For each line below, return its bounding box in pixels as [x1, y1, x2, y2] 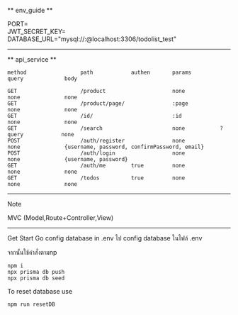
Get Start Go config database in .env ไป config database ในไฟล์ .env [7, 234, 203, 242]
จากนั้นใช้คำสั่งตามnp [7, 248, 57, 256]
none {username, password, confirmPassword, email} [7, 143, 204, 150]
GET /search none [7, 125, 186, 132]
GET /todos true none [7, 175, 186, 182]
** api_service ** [7, 55, 57, 63]
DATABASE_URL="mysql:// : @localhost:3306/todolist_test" [7, 35, 177, 43]
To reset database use [7, 287, 73, 295]
